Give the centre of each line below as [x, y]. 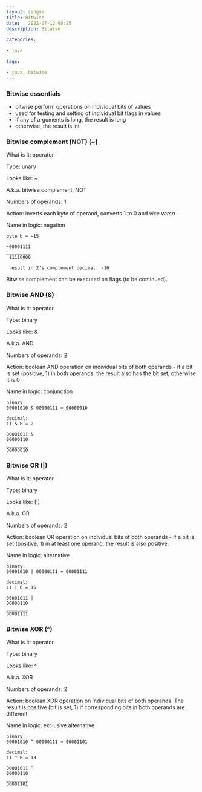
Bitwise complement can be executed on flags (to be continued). [87, 280]
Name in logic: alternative [38, 555]
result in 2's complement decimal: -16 [59, 268]
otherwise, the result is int [47, 126]
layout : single [25, 12]
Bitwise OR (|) [27, 465]
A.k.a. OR [18, 513]
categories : [21, 40]
